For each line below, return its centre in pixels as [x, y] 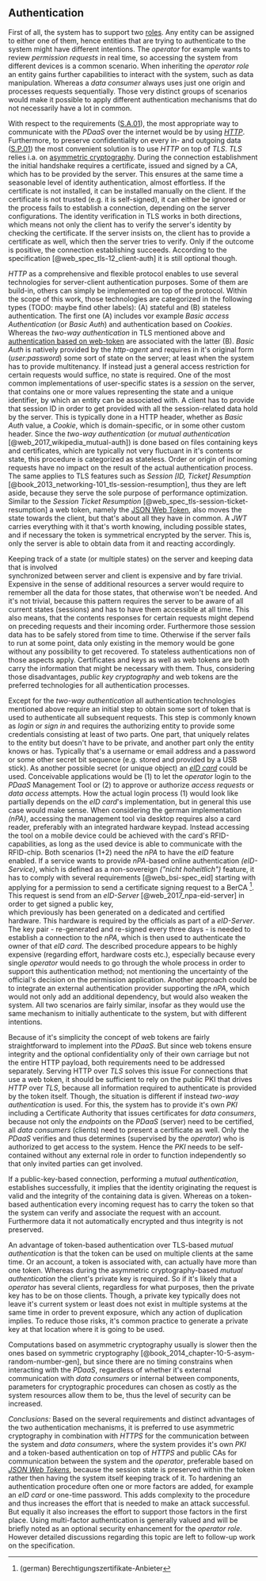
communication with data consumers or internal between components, [124, 1379]
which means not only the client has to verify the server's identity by [120, 224]
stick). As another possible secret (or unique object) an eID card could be [128, 768]
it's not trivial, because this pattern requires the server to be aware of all [126, 601]
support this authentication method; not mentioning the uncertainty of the [128, 972]
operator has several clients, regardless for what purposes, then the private [131, 1287]
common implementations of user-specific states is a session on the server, [132, 383]
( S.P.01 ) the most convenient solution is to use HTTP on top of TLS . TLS [125, 148]
